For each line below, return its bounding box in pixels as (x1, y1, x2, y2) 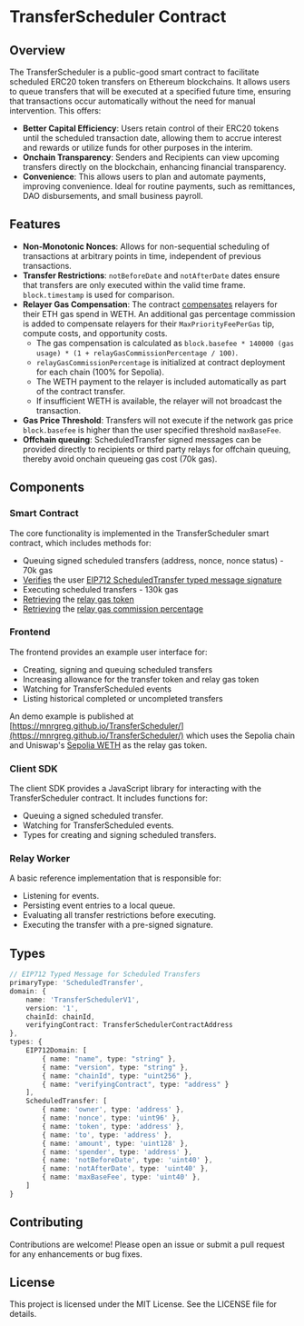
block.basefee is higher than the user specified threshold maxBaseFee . (22, 424, 281, 435)
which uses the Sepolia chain (185, 730, 296, 741)
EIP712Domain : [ (25, 1046, 88, 1055)
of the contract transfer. (35, 385, 125, 396)
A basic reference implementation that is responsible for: (9, 872, 222, 883)
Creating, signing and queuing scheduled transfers (22, 663, 213, 674)
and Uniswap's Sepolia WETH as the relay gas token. (9, 739, 208, 751)
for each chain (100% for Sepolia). (35, 366, 165, 377)
